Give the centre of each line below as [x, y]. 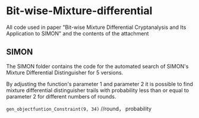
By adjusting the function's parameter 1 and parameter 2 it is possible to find [99, 84]
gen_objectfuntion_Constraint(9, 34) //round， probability [79, 109]
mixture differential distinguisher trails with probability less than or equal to [97, 90]
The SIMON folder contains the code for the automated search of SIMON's [97, 66]
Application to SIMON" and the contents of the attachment [78, 33]
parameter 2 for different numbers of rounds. [61, 96]
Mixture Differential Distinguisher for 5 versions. [65, 73]
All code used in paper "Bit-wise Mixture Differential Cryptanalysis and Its [96, 27]
